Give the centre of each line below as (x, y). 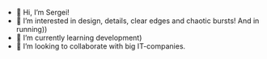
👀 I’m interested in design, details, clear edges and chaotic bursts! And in (138, 21)
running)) (32, 29)
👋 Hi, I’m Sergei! (43, 12)
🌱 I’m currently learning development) (79, 37)
